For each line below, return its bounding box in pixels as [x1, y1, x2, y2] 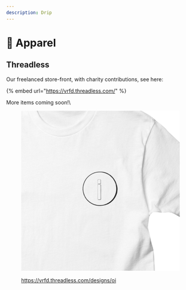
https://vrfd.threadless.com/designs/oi [21, 276, 117, 283]
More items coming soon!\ [6, 98, 71, 106]
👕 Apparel [6, 36, 56, 50]
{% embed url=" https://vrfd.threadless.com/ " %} [6, 87, 127, 94]
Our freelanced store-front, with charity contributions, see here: [6, 75, 163, 83]
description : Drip [6, 10, 52, 16]
